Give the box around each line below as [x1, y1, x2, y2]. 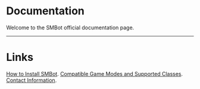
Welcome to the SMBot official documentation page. [6, 24, 135, 31]
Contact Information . [6, 76, 57, 84]
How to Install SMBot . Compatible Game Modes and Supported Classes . [6, 70, 183, 77]
